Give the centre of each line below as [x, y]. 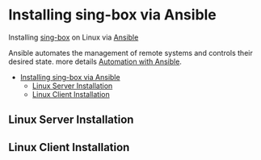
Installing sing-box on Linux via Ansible [74, 37]
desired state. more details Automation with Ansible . [95, 61]
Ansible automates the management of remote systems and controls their [130, 53]
